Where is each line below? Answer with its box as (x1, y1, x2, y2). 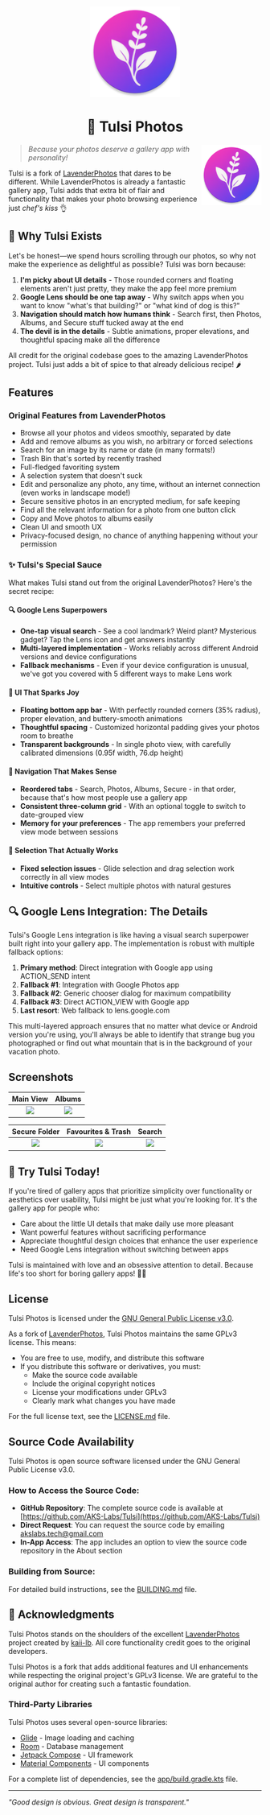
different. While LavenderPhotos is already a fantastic (8, 176, 186, 187)
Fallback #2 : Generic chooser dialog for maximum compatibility (19, 988, 231, 998)
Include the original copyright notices (31, 1379, 156, 1388)
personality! (27, 152, 68, 163)
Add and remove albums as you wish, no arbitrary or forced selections (19, 437, 253, 447)
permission (19, 539, 58, 549)
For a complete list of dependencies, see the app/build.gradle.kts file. (8, 1774, 239, 1784)
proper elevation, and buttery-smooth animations (19, 714, 183, 724)
